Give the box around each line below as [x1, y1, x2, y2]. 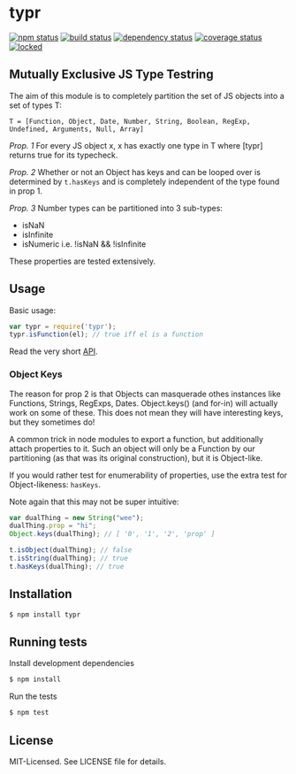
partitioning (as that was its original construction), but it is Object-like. [9, 452, 263, 463]
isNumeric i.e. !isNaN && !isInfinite [21, 238, 147, 249]
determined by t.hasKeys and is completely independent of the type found [9, 176, 280, 187]
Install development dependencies [9, 658, 135, 669]
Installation [9, 586, 72, 602]
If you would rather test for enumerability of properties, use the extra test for [9, 470, 288, 480]
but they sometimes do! [9, 417, 95, 427]
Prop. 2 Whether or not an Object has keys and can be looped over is [9, 166, 261, 177]
